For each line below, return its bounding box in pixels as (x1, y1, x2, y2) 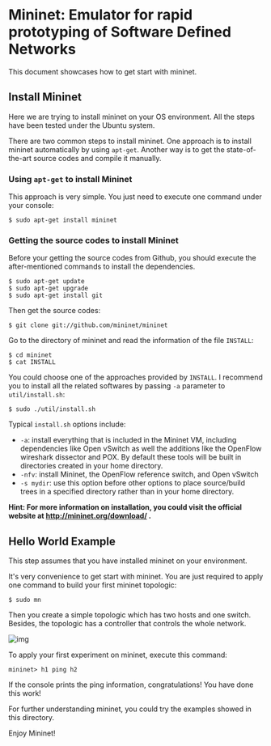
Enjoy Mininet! (8, 728, 56, 738)
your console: (8, 201, 54, 210)
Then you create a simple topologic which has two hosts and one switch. (8, 610, 252, 620)
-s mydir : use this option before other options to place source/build (19, 478, 245, 488)
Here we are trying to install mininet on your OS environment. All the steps (8, 112, 255, 121)
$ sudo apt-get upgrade (8, 285, 89, 293)
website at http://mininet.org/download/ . (8, 511, 151, 521)
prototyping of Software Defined (8, 23, 232, 41)
